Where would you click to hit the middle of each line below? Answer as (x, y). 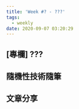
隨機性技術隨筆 (34, 76)
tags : (13, 17)
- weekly (22, 23)
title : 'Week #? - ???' (36, 12)
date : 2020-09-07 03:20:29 (40, 28)
